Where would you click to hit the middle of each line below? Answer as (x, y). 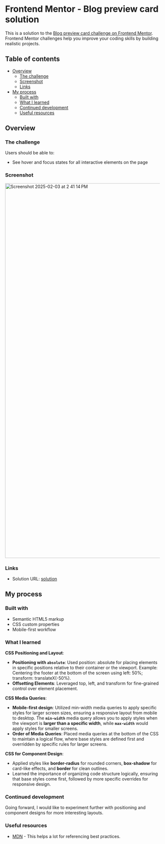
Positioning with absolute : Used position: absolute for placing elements (85, 663)
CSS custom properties (36, 624)
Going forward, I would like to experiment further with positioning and (75, 808)
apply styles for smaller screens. (45, 728)
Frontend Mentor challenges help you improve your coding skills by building (82, 38)
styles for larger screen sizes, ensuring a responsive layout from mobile (84, 713)
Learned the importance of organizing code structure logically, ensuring (85, 774)
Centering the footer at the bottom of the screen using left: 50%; (78, 673)
